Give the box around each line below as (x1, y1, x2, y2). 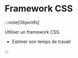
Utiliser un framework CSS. (4, 29, 60, 35)
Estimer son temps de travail (11, 38, 71, 45)
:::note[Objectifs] (4, 19, 39, 25)
